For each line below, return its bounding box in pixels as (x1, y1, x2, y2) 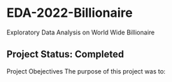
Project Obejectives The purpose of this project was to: (6, 67, 166, 75)
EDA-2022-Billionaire (6, 5, 134, 21)
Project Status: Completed (6, 48, 124, 60)
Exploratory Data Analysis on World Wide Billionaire (6, 28, 155, 36)
